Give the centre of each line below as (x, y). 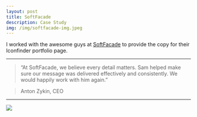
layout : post (22, 11)
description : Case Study (36, 22)
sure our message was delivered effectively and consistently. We (99, 74)
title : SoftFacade (28, 17)
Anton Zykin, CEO (42, 91)
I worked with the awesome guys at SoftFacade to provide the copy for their (98, 44)
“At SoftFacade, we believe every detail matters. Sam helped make (101, 67)
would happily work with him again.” (64, 80)
